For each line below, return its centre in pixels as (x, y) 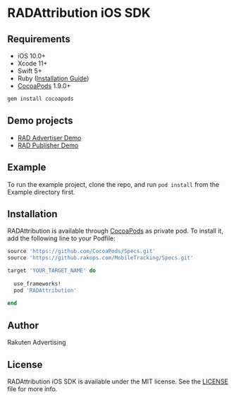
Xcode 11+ (32, 63)
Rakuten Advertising (37, 343)
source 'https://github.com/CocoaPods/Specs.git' (82, 252)
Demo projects (40, 121)
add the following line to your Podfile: (62, 238)
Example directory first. (41, 192)
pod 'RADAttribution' (45, 290)
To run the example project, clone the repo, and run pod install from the (113, 184)
